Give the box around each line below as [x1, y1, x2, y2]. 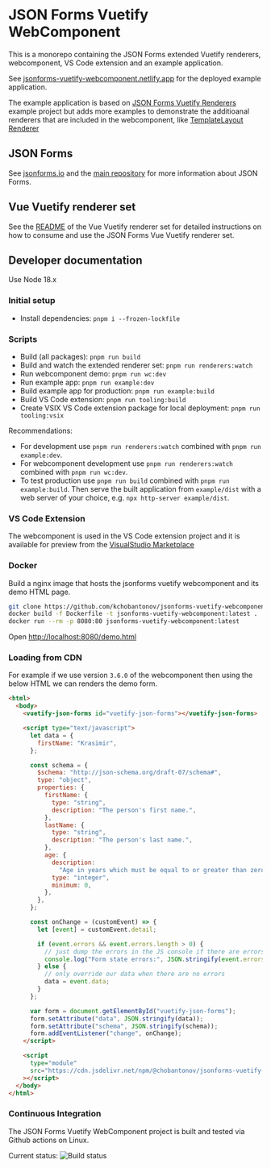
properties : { [37, 784, 85, 792]
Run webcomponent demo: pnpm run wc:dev [19, 368, 167, 378]
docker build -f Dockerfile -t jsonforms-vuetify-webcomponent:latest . [8, 610, 258, 618]
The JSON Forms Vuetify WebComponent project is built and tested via [8, 1126, 245, 1136]
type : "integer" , [51, 873, 110, 882]
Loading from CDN [8, 652, 83, 663]
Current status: [8, 1150, 59, 1160]
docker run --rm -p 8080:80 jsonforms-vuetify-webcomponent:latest [8, 617, 240, 626]
